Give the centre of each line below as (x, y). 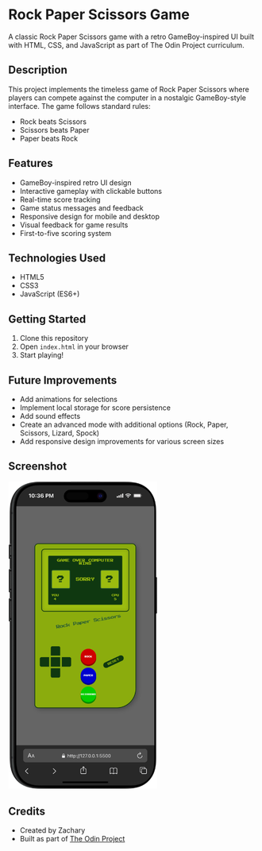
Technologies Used (57, 258)
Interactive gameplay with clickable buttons (91, 191)
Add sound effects (50, 416)
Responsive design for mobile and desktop (90, 216)
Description (38, 70)
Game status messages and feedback (82, 207)
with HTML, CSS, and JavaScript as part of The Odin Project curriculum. (126, 44)
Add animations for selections (68, 399)
